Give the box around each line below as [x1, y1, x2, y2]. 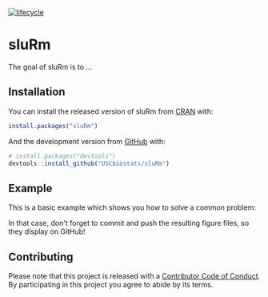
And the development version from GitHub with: [8, 136, 166, 146]
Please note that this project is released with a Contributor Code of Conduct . [8, 271, 261, 280]
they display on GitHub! [8, 227, 86, 236]
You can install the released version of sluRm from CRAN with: [8, 106, 214, 116]
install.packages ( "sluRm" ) [8, 122, 98, 130]
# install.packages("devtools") [8, 152, 116, 160]
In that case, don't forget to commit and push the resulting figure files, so [8, 219, 250, 228]
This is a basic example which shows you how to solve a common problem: [8, 203, 256, 212]
